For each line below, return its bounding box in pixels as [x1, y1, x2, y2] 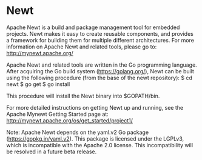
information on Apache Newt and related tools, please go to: [6, 43, 157, 50]
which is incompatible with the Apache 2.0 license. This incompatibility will [6, 141, 193, 148]
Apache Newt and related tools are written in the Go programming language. [6, 61, 197, 68]
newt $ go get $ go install [6, 80, 70, 88]
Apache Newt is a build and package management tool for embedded [6, 24, 180, 31]
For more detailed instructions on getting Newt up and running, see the [6, 104, 184, 111]
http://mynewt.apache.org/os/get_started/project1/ [6, 116, 133, 124]
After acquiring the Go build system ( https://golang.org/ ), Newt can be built [6, 67, 194, 75]
